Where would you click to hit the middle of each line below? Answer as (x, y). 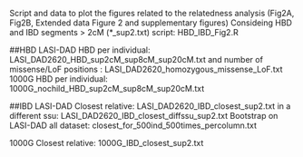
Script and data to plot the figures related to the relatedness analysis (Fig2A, (152, 13)
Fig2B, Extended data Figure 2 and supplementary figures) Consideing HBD (151, 23)
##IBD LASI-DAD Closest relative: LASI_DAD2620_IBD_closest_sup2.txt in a (150, 106)
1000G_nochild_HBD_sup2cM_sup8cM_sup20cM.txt (107, 88)
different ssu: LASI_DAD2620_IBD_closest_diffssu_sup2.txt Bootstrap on (144, 116)
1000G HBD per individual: (59, 79)
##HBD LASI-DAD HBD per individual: (80, 50)
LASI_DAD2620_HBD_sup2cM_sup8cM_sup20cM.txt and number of (136, 59)
